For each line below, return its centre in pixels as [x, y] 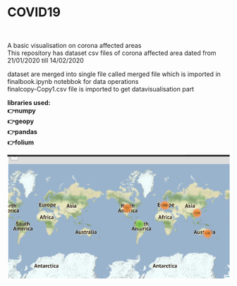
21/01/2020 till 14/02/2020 [46, 60]
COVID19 [34, 12]
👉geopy [20, 121]
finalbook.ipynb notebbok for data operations [73, 81]
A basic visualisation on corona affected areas [74, 45]
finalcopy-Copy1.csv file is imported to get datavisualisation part [101, 89]
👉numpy [22, 111]
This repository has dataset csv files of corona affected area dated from [112, 53]
